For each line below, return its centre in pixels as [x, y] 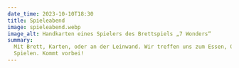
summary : [20, 40]
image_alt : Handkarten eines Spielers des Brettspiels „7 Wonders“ [110, 34]
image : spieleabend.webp [44, 27]
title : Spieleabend [36, 21]
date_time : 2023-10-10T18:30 [51, 14]
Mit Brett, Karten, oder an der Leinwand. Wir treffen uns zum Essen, [121, 47]
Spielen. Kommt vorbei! [49, 54]
